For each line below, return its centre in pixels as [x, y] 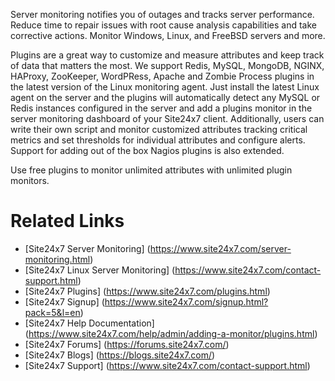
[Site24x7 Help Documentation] [89, 323]
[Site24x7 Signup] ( [64, 301]
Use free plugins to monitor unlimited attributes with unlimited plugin [151, 170]
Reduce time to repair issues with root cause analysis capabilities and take [163, 25]
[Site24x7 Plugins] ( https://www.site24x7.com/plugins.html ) [147, 291]
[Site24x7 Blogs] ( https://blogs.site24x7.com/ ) [120, 355]
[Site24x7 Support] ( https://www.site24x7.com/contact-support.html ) [167, 365]
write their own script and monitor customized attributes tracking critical [159, 129]
